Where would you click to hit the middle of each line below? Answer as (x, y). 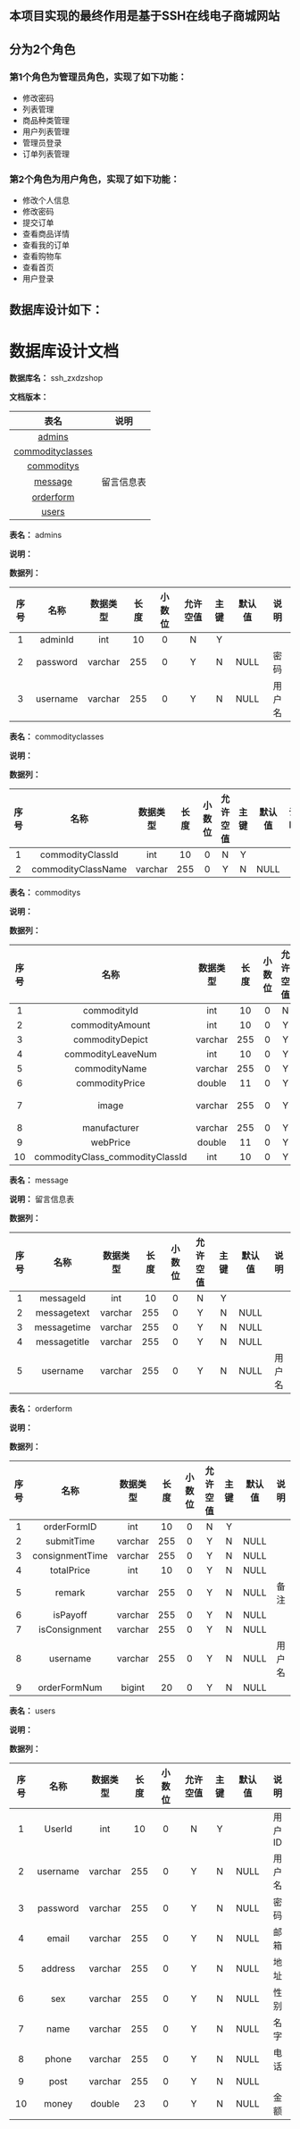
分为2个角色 (42, 49)
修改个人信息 (46, 200)
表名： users (33, 1711)
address (58, 1968)
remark (70, 1592)
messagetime (62, 1327)
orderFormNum (70, 1687)
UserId (58, 1829)
